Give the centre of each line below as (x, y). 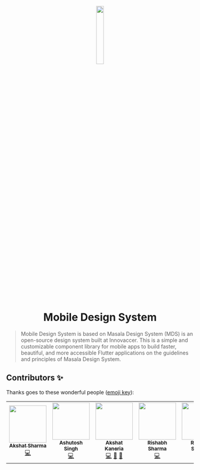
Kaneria (114, 449)
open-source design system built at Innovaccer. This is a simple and (104, 340)
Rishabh (157, 443)
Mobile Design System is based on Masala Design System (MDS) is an (107, 334)
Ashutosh (71, 443)
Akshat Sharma (28, 446)
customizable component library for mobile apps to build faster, (99, 346)
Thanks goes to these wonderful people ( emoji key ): (70, 392)
